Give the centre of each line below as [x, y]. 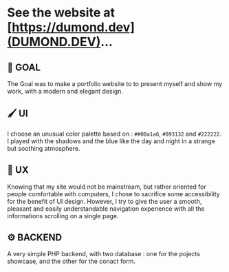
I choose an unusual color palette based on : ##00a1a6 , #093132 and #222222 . [115, 134]
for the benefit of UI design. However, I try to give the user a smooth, [105, 201]
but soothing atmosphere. [44, 148]
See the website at [61, 13]
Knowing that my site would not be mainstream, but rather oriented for [107, 187]
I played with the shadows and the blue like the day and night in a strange [111, 141]
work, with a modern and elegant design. [65, 91]
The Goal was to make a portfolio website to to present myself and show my [115, 84]
